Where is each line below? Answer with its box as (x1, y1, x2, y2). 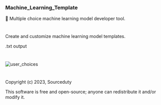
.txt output (5, 43, 27, 49)
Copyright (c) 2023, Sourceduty (5, 79, 72, 85)
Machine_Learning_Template (5, 4, 78, 11)
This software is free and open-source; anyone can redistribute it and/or (5, 88, 156, 95)
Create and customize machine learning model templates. (5, 33, 126, 40)
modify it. (5, 94, 25, 100)
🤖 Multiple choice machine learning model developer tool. (5, 16, 126, 22)
